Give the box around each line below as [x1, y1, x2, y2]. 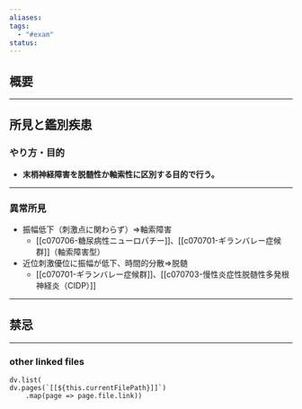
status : [9, 38, 39, 48]
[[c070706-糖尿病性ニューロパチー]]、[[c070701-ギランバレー [35, 236, 267, 246]
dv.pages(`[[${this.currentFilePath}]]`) [9, 384, 167, 393]
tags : [9, 22, 30, 31]
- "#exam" [17, 30, 54, 39]
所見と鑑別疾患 [9, 118, 93, 133]
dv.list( [9, 376, 42, 385]
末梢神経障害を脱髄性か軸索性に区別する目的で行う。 [22, 168, 219, 180]
